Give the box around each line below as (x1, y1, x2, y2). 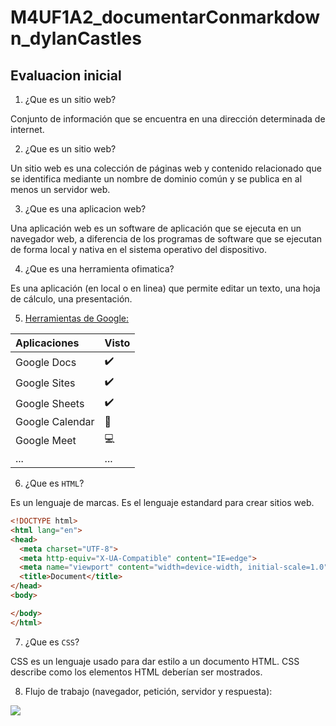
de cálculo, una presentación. (10, 293, 133, 305)
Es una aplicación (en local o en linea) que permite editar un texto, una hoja (10, 282, 321, 294)
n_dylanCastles (10, 27, 142, 50)
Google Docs (15, 355, 77, 369)
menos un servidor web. (10, 184, 111, 195)
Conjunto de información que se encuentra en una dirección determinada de (10, 113, 326, 125)
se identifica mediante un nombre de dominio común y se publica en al (10, 173, 303, 185)
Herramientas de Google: (24, 312, 129, 324)
